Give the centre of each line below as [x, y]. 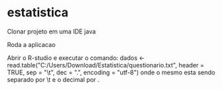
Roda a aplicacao [31, 44]
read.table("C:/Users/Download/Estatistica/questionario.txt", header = [106, 65]
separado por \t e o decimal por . [53, 79]
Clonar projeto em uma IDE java [52, 31]
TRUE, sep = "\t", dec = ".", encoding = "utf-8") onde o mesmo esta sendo [111, 72]
